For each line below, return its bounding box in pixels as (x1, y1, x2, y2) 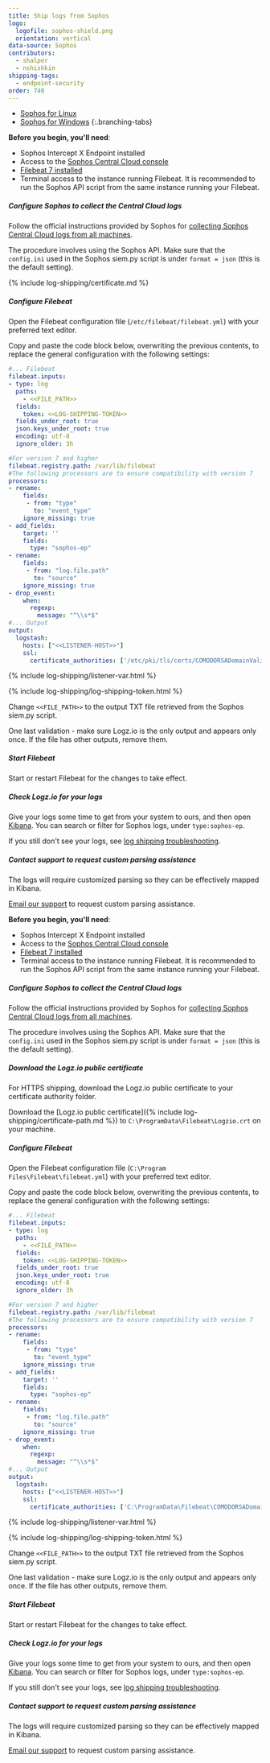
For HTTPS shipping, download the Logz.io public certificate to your (8, 1083, 234, 1093)
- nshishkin (15, 64, 56, 72)
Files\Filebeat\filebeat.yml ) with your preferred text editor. (8, 1172, 211, 1181)
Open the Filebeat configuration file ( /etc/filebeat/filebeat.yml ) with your (8, 317, 260, 327)
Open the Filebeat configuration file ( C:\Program (8, 1164, 166, 1173)
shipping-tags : (8, 72, 59, 80)
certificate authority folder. (8, 1092, 97, 1102)
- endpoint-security (15, 79, 84, 87)
